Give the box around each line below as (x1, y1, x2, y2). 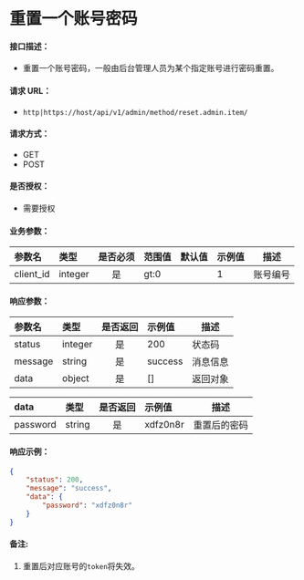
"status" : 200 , (26, 475, 84, 484)
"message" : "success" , (26, 484, 112, 493)
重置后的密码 (193, 419, 248, 431)
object (62, 372, 89, 385)
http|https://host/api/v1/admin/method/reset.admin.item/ (22, 108, 248, 117)
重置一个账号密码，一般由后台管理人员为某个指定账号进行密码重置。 (22, 63, 279, 74)
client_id (14, 268, 50, 281)
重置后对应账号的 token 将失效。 (22, 560, 140, 571)
